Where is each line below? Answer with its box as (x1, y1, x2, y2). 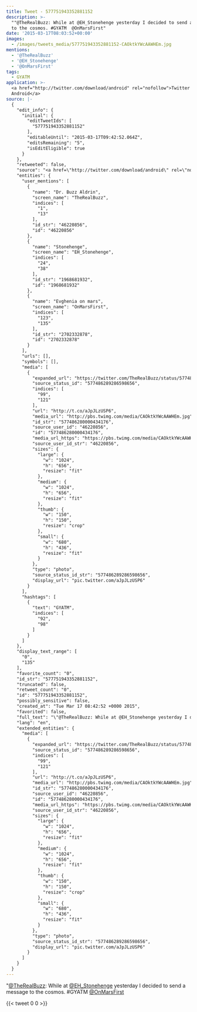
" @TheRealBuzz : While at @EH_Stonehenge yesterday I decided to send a (6, 982, 186, 989)
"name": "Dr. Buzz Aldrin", (32, 189, 101, 195)
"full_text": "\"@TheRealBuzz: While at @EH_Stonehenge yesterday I (16, 714, 188, 720)
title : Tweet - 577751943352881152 (6, 8, 93, 15)
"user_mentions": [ (21, 178, 69, 184)
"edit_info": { (16, 107, 54, 113)
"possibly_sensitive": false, (16, 698, 91, 704)
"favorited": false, (16, 708, 67, 715)
